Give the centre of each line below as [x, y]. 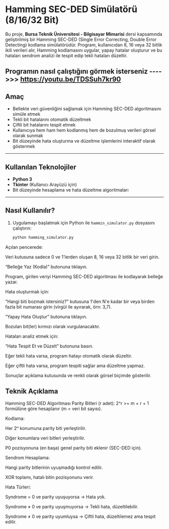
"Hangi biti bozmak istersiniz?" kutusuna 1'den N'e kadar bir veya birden [80, 301]
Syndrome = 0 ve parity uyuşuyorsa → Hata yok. [56, 497]
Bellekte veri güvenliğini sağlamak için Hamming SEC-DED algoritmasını [87, 109]
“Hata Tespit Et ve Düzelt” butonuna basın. [49, 346]
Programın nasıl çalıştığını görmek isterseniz [77, 72]
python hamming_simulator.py [43, 237]
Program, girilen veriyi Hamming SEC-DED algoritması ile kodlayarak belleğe [84, 276]
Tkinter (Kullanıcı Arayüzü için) [45, 184]
